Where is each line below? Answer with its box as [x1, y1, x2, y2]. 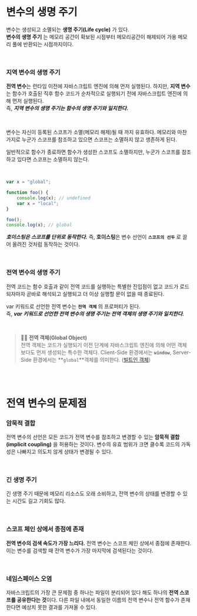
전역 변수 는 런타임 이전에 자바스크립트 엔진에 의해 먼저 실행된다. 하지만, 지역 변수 [6, 83, 191, 90]
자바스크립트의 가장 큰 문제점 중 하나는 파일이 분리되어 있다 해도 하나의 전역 [6, 589, 179, 596]
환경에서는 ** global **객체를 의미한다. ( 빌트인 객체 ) [32, 356, 151, 363]
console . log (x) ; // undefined [16, 195, 91, 201]
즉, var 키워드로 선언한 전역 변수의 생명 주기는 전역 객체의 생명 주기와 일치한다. [6, 310, 184, 317]
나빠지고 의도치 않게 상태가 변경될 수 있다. [16, 448, 113, 455]
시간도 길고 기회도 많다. [12, 498, 66, 505]
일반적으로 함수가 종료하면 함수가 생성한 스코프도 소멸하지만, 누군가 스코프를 [6, 148, 181, 156]
